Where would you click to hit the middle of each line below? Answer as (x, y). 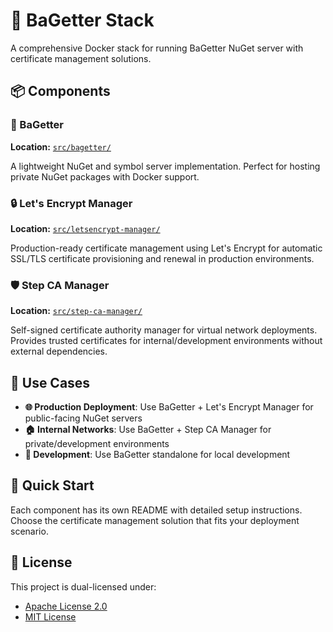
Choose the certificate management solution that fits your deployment (155, 520)
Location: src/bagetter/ (61, 146)
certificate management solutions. (81, 58)
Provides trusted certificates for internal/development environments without (166, 341)
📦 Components (60, 91)
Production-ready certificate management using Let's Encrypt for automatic (166, 248)
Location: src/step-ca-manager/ (76, 311)
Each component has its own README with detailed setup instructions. (156, 510)
